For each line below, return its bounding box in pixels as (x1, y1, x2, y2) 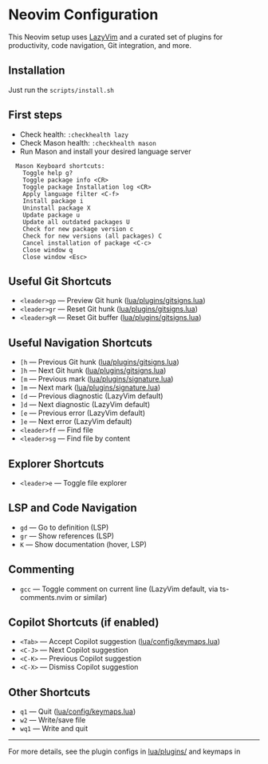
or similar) (74, 592, 108, 602)
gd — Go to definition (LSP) (19, 522, 109, 532)
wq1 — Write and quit (19, 724, 89, 734)
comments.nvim (19, 592, 73, 602)
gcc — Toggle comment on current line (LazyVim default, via (19, 584, 219, 594)
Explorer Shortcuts (8, 457, 104, 470)
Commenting (8, 562, 75, 577)
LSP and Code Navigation (8, 502, 137, 515)
